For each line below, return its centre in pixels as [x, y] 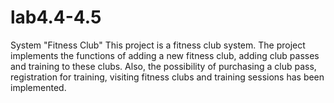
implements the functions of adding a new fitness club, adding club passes [165, 55]
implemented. [38, 87]
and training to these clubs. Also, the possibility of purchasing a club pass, [163, 66]
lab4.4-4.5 [56, 17]
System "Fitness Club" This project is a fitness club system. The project [158, 45]
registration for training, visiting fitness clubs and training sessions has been [167, 77]
